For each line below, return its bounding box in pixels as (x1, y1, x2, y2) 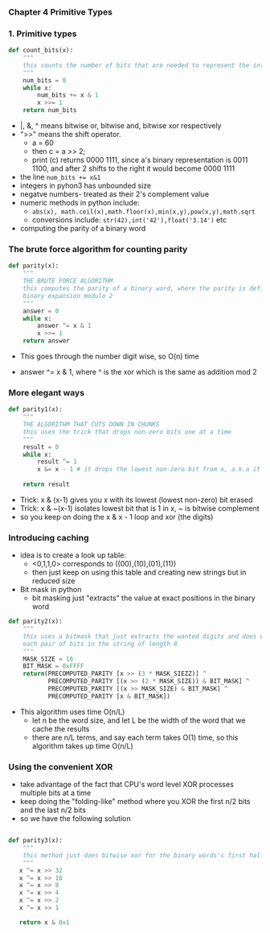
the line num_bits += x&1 (19, 172, 101, 182)
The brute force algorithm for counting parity (8, 244, 188, 255)
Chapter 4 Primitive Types (8, 6, 112, 18)
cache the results (31, 724, 90, 733)
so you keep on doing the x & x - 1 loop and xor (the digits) (19, 512, 214, 521)
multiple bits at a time (19, 788, 92, 798)
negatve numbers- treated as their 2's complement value (19, 189, 210, 199)
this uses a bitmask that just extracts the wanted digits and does (22, 632, 257, 641)
